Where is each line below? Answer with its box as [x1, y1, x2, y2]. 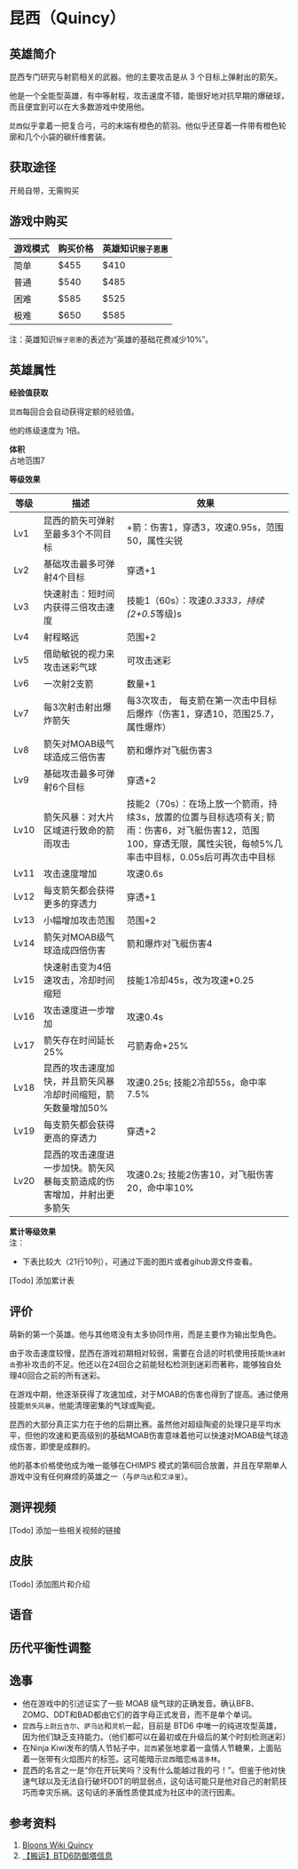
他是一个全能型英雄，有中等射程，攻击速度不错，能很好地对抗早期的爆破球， [9, 91, 289, 100]
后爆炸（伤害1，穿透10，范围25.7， [126, 708, 279, 720]
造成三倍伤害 [51, 752, 106, 764]
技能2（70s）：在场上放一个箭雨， [126, 798, 269, 810]
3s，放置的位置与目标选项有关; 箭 [135, 811, 276, 823]
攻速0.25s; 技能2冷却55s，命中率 [126, 1077, 267, 1089]
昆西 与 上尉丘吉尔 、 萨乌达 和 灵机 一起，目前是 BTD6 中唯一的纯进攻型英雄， [21, 1721, 282, 1731]
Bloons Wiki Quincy [21, 1840, 94, 1850]
